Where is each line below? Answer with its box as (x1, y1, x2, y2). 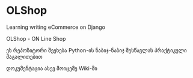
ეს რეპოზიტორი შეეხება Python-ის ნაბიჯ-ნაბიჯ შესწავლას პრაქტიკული (6, 46, 188, 54)
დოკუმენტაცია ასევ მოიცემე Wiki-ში (6, 64, 98, 72)
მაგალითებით (6, 53, 43, 60)
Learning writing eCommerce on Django (6, 23, 105, 31)
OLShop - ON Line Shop (6, 35, 66, 42)
